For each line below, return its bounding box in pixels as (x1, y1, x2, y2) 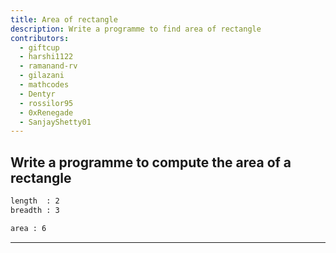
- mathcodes (19, 80, 70, 90)
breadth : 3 (10, 205, 60, 215)
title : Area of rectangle (10, 14, 118, 25)
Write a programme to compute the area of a (10, 154, 292, 171)
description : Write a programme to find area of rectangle (10, 24, 262, 34)
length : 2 (10, 196, 60, 206)
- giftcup (19, 42, 60, 53)
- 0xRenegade (19, 107, 74, 118)
